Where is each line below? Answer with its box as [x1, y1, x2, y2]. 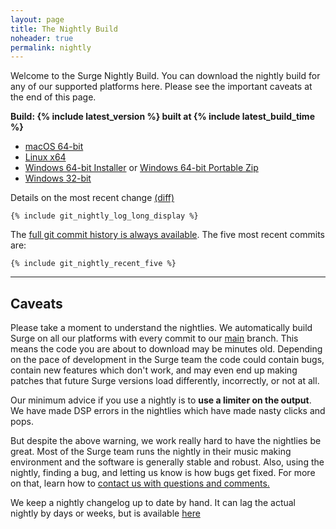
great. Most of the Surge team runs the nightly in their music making [10, 446, 292, 458]
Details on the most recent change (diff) [10, 192, 175, 204]
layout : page [10, 14, 65, 25]
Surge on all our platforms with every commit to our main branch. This [10, 332, 299, 345]
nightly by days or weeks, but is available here [10, 507, 201, 520]
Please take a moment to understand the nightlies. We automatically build [10, 322, 313, 334]
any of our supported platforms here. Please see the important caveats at [10, 81, 313, 93]
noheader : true [10, 33, 74, 43]
